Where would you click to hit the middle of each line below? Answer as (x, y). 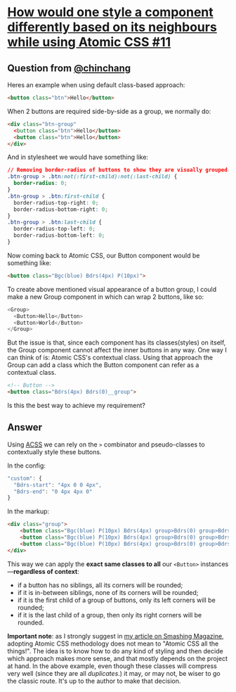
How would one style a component (111, 12)
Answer (25, 427)
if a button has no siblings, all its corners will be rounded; (100, 585)
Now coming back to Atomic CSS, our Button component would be (104, 255)
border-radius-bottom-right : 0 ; (61, 209)
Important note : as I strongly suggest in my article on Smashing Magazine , (116, 636)
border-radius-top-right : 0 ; (56, 203)
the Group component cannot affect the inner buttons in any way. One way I (117, 350)
